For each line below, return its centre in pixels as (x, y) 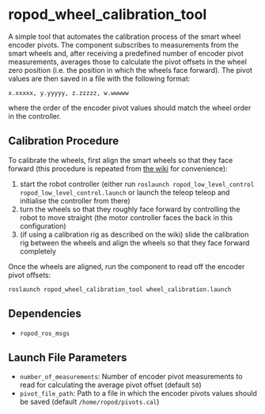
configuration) (43, 226)
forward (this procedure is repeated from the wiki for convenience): (118, 169)
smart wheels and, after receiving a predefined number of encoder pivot (126, 53)
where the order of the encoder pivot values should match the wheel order (130, 108)
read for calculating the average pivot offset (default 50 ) (110, 385)
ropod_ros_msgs (45, 333)
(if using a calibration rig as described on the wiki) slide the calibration (134, 234)
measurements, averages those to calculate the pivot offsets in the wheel (128, 62)
